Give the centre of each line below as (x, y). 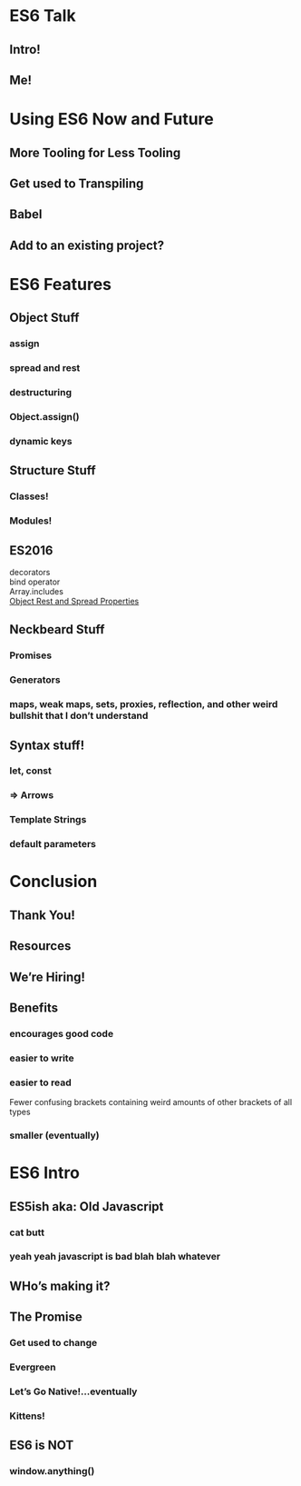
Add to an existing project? (87, 245)
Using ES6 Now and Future (112, 120)
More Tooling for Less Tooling (95, 152)
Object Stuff (44, 318)
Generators (35, 680)
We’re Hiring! (48, 977)
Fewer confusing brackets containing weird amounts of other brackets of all (151, 1102)
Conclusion (53, 882)
